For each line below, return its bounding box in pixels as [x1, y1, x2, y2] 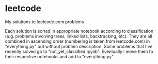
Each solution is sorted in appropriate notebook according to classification [5, 28, 154, 34]
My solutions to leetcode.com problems [5, 19, 84, 25]
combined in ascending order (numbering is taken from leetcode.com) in [5, 38, 150, 44]
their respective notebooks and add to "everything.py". [5, 53, 115, 59]
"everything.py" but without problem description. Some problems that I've [5, 43, 153, 49]
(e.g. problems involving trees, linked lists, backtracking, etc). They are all [5, 33, 152, 39]
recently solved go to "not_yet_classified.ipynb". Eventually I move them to [5, 49, 154, 54]
